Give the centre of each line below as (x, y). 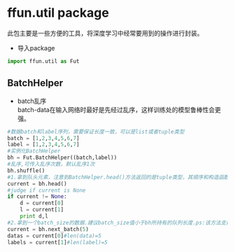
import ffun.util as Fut (43, 61)
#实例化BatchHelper (34, 151)
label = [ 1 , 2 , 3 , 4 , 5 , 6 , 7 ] (43, 145)
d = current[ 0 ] (42, 203)
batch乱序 (32, 101)
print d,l (34, 216)
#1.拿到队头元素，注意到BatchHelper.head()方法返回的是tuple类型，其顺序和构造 (113, 177)
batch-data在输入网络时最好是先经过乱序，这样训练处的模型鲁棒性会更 (119, 109)
